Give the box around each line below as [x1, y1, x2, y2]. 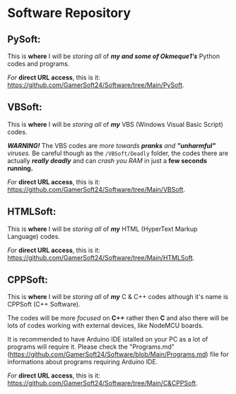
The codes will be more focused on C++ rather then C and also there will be [7, 314, 229, 322]
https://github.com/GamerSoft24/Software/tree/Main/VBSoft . [7, 185, 186, 193]
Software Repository [7, 5, 131, 21]
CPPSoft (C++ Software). [7, 300, 81, 309]
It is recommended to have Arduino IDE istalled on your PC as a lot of [7, 335, 208, 344]
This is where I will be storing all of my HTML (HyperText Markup [7, 225, 198, 233]
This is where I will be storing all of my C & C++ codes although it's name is [7, 293, 228, 301]
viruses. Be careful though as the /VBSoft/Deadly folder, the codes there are [7, 149, 228, 157]
